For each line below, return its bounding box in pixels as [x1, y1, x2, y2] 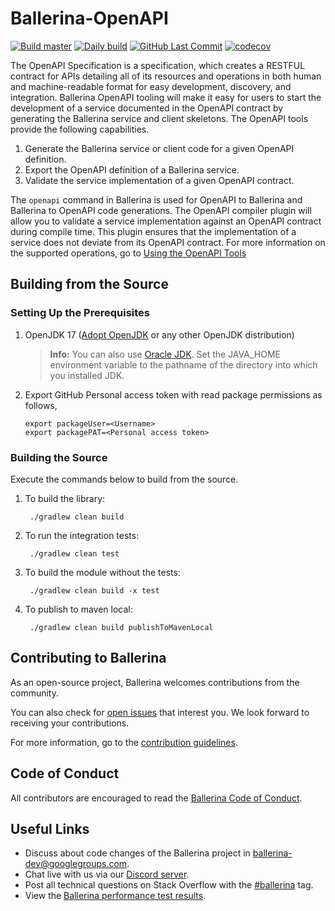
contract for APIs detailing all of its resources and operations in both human [10, 70, 322, 82]
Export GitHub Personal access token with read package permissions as [24, 388, 323, 401]
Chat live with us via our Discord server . [24, 868, 190, 881]
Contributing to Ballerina [10, 650, 167, 667]
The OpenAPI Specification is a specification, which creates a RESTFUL [10, 59, 306, 71]
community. [10, 687, 59, 699]
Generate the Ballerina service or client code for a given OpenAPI [24, 142, 295, 154]
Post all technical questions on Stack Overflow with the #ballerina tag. [24, 879, 314, 891]
